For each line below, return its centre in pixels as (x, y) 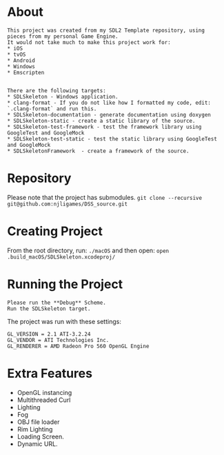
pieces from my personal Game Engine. (63, 36)
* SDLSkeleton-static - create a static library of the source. (101, 121)
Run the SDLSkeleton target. (49, 309)
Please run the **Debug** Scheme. (57, 303)
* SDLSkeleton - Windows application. (63, 97)
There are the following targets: (57, 90)
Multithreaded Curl (44, 400)
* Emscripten (26, 72)
